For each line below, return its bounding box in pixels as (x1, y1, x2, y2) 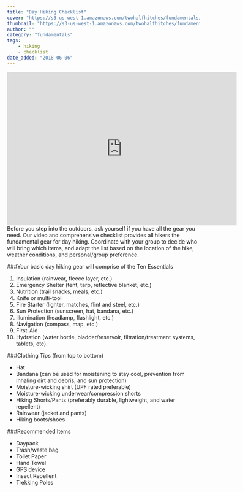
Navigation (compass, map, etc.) (15, 320, 99, 328)
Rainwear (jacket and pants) (15, 409, 88, 417)
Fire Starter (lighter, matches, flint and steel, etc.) (15, 301, 140, 308)
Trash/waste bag (15, 446, 59, 453)
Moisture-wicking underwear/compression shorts (15, 390, 141, 397)
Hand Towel (15, 459, 47, 466)
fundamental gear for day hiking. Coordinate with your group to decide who (7, 237, 198, 245)
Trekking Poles (15, 479, 54, 486)
